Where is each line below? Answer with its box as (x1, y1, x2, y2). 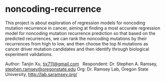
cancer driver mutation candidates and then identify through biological (5, 46, 150, 52)
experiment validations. (5, 51, 53, 57)
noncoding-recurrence (5, 3, 102, 15)
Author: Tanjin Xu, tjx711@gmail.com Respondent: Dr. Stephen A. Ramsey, (5, 61, 158, 67)
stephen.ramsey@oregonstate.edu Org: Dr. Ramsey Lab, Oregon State (5, 66, 149, 72)
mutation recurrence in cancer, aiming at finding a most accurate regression (5, 25, 161, 31)
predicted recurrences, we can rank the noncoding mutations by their (5, 36, 147, 41)
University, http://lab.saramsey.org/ (5, 71, 78, 77)
